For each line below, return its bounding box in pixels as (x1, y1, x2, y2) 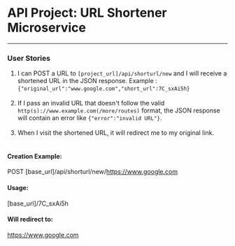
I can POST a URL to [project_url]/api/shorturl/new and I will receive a (17, 69, 227, 78)
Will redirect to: (7, 215, 54, 224)
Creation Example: (7, 152, 62, 160)
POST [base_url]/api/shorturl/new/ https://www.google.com (7, 168, 178, 176)
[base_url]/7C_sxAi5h (7, 199, 69, 208)
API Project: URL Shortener (7, 5, 167, 21)
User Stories (7, 53, 51, 63)
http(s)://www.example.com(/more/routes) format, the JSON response (17, 106, 220, 115)
